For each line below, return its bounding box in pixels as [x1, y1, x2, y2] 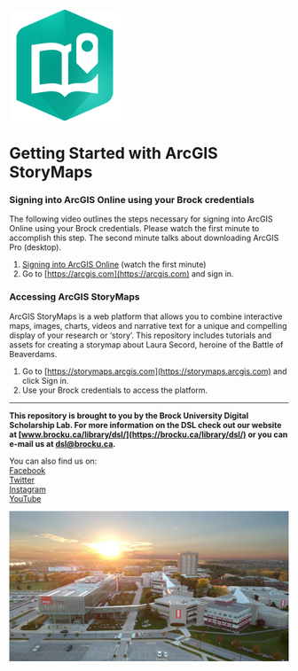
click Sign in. [21, 375, 69, 386]
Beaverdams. [9, 348, 58, 359]
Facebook [9, 464, 46, 475]
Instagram [9, 484, 46, 495]
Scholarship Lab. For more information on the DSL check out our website [9, 419, 282, 430]
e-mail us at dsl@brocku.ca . [9, 438, 116, 449]
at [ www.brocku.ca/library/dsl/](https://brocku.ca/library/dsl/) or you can [9, 429, 288, 440]
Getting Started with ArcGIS [9, 144, 219, 164]
